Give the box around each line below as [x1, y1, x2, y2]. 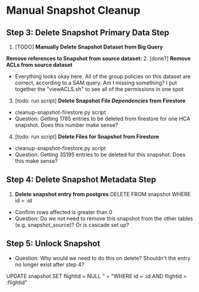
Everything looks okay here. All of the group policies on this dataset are [14, 73, 191, 80]
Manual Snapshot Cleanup [6, 4, 140, 17]
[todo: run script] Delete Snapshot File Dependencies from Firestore [14, 97, 186, 104]
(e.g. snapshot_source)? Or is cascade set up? [14, 221, 130, 228]
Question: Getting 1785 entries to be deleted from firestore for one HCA [14, 115, 191, 122]
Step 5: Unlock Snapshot [6, 239, 100, 249]
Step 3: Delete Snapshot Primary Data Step [6, 28, 170, 38]
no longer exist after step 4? [14, 261, 85, 268]
